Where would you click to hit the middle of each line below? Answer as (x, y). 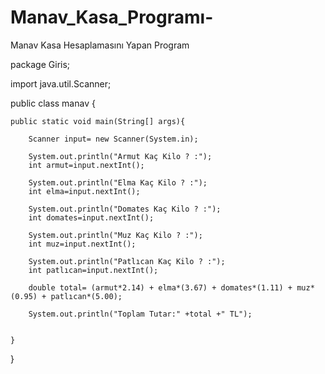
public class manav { (53, 103)
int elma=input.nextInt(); (84, 191)
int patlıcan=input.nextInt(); (93, 270)
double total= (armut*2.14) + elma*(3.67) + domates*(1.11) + (160, 287)
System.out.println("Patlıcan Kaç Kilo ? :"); (127, 261)
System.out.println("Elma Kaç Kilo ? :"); (118, 182)
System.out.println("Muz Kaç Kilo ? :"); (115, 235)
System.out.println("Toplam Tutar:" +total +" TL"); (140, 314)
